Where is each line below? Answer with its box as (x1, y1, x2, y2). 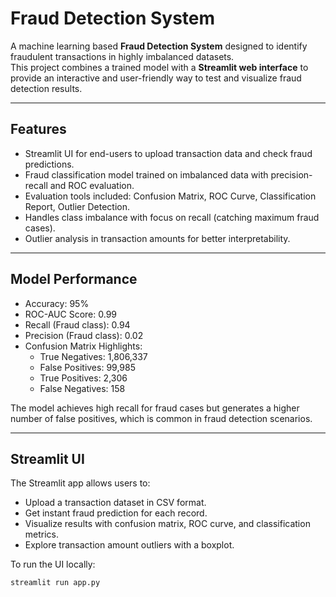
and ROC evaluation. (49, 179, 135, 191)
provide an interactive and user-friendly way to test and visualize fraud (10, 72, 302, 84)
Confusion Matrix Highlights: (24, 340, 143, 352)
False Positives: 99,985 (39, 361, 136, 373)
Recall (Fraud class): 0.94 (24, 318, 131, 331)
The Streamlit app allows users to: (10, 477, 151, 489)
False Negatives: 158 (39, 382, 126, 394)
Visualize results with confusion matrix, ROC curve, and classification (24, 518, 311, 530)
